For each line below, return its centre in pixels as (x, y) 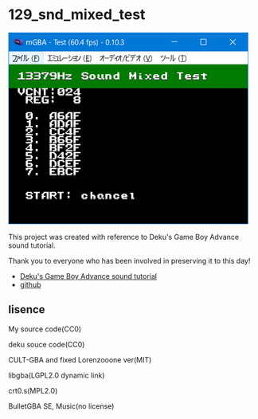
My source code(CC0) (45, 329)
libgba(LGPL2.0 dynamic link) (57, 375)
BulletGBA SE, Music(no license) (61, 406)
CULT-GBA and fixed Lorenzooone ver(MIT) (80, 359)
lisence (27, 309)
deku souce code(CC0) (47, 344)
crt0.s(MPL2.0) (33, 390)
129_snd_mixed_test (77, 15)
